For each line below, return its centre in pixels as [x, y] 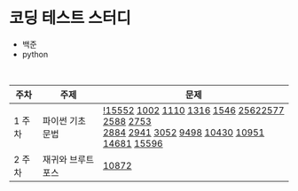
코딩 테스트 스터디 [70, 18]
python [35, 54]
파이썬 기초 [65, 120]
